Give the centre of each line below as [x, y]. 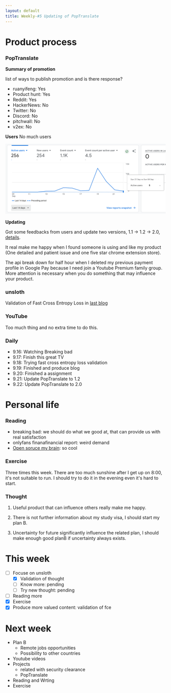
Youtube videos [29, 659]
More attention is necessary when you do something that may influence [80, 273]
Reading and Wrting [33, 680]
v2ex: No [22, 126]
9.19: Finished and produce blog [46, 368]
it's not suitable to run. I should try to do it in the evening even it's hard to [82, 478]
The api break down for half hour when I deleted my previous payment [79, 262]
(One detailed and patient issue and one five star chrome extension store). [83, 252]
